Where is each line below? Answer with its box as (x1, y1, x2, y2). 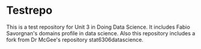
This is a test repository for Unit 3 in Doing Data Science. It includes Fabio (6, 23, 191, 30)
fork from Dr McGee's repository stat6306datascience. (6, 36, 143, 43)
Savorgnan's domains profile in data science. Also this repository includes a (6, 29, 196, 36)
